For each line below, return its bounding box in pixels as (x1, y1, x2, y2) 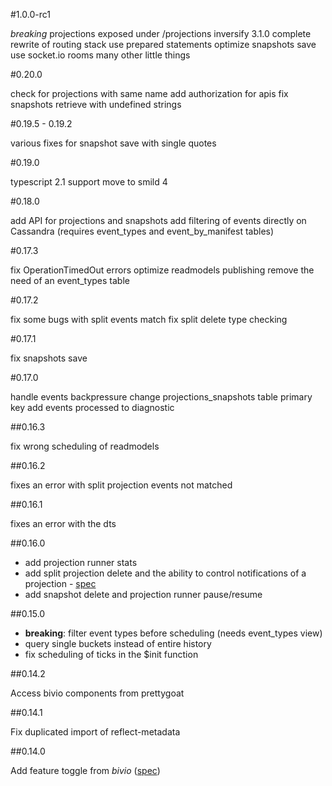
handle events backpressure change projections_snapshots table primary (10, 391, 313, 403)
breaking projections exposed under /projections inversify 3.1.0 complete (10, 28, 312, 39)
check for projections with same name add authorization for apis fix (10, 88, 289, 99)
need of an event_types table (10, 275, 130, 286)
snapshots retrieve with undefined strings (10, 99, 182, 110)
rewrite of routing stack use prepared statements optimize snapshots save (10, 39, 317, 50)
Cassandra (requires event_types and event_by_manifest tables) (10, 225, 275, 237)
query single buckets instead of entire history (24, 638, 212, 649)
